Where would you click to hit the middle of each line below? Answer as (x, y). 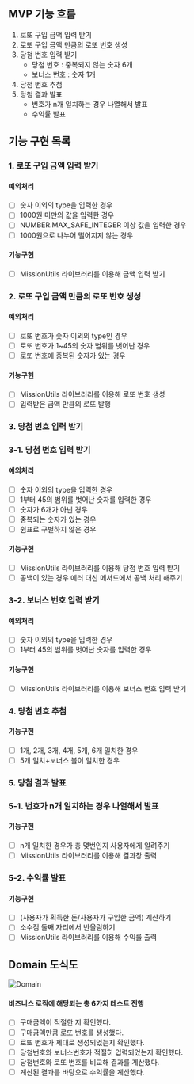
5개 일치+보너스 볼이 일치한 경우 (70, 760)
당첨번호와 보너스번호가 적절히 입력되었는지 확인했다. (101, 1052)
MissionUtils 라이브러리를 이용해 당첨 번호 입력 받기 (100, 568)
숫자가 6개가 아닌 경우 (54, 509)
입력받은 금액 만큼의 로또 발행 (65, 404)
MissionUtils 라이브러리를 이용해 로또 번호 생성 (92, 394)
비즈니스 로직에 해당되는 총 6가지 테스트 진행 (76, 1003)
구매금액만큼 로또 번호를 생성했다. (72, 1033)
